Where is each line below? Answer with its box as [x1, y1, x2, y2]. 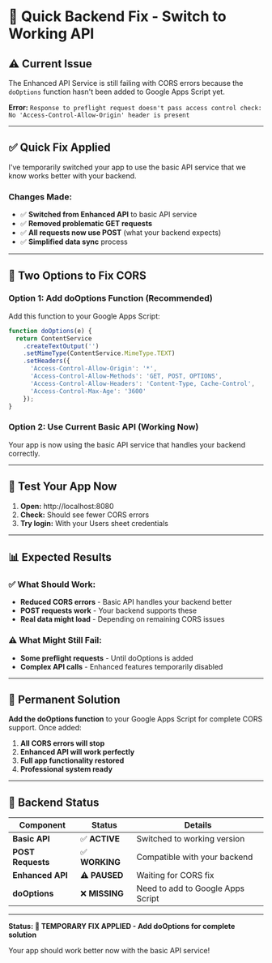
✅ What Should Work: [8, 579, 96, 590]
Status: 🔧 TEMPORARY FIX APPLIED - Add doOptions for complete [8, 922, 236, 931]
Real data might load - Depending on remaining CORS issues [19, 614, 225, 624]
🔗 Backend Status [8, 795, 100, 809]
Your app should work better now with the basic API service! [8, 946, 210, 956]
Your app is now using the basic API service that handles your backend [8, 439, 246, 449]
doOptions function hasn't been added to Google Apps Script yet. [8, 87, 225, 96]
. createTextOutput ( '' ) [23, 342, 100, 350]
